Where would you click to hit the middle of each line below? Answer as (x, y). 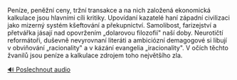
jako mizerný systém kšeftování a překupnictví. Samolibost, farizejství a (112, 25)
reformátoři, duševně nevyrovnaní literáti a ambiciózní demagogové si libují (117, 40)
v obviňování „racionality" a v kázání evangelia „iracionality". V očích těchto (118, 48)
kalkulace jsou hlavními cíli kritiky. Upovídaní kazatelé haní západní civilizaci (118, 18)
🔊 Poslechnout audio (39, 69)
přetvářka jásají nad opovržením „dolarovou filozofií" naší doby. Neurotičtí (115, 33)
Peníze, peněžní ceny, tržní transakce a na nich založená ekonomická (109, 10)
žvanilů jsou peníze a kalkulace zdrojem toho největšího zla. (95, 55)
